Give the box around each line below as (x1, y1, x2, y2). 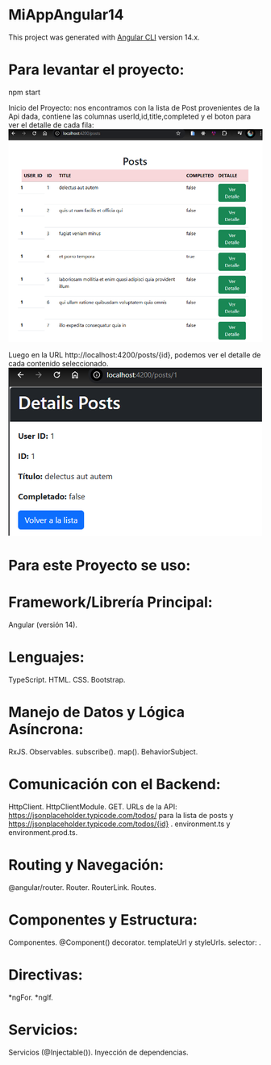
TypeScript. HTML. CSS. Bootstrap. (8, 675, 126, 685)
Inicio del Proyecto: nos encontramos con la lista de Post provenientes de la (8, 102, 261, 112)
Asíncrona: (8, 720, 84, 739)
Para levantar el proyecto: (8, 61, 185, 79)
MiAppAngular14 (8, 6, 124, 24)
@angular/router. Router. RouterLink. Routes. (8, 882, 157, 892)
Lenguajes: (8, 648, 85, 666)
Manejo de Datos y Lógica (8, 704, 186, 721)
